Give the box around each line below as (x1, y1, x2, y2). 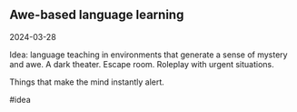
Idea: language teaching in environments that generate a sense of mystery (9, 49, 288, 60)
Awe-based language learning (9, 7, 184, 23)
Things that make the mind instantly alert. (9, 76, 165, 87)
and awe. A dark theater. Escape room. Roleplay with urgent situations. (9, 58, 274, 69)
